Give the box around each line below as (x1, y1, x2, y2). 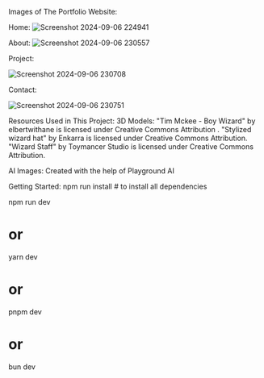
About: (8, 38, 31, 48)
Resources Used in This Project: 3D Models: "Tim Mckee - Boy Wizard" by (8, 116, 256, 126)
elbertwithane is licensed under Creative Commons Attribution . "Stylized (8, 125, 252, 134)
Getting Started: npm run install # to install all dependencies (8, 181, 207, 191)
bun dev (8, 362, 36, 372)
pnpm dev (8, 306, 42, 317)
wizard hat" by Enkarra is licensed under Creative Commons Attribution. (8, 133, 248, 143)
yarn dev (8, 251, 38, 261)
